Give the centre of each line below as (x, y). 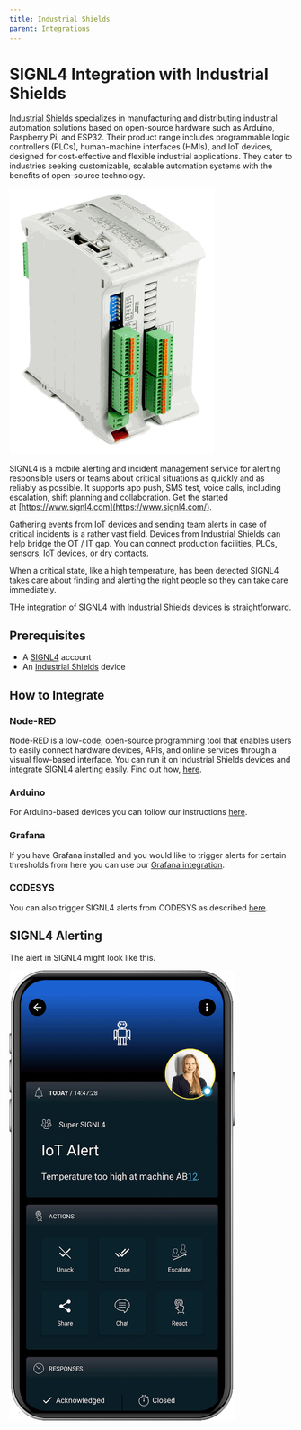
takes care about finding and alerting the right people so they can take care (149, 580)
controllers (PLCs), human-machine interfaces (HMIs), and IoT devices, (141, 147)
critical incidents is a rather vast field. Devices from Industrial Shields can (145, 534)
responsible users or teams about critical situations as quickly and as (137, 478)
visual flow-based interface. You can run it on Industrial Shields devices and (150, 759)
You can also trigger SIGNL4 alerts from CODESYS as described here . (139, 907)
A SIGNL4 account (57, 657)
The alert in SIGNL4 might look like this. (82, 957)
